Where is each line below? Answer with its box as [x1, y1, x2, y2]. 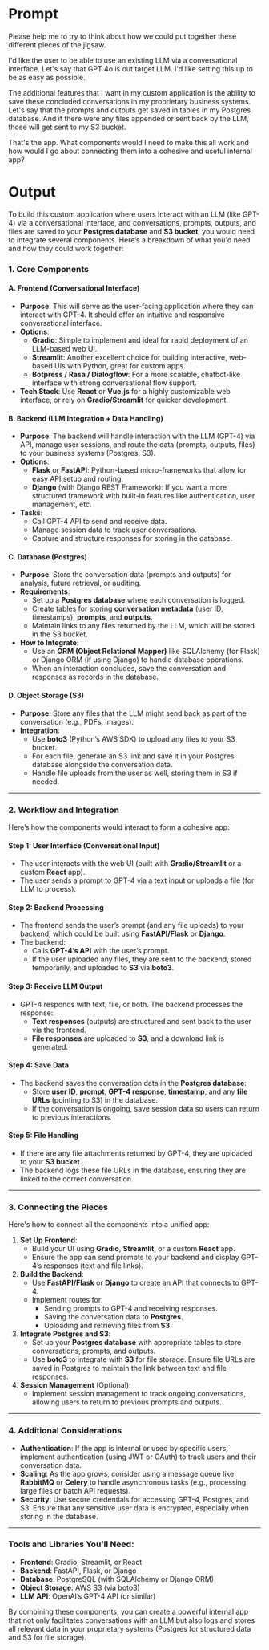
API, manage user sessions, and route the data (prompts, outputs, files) [19, 440, 255, 449]
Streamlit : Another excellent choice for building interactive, [31, 352, 228, 362]
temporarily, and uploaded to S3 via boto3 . [31, 963, 175, 973]
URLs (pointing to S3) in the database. [31, 1095, 159, 1104]
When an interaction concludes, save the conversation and [31, 664, 227, 673]
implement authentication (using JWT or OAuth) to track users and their [19, 1452, 257, 1461]
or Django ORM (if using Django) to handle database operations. [31, 655, 244, 664]
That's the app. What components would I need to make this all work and [8, 137, 250, 147]
